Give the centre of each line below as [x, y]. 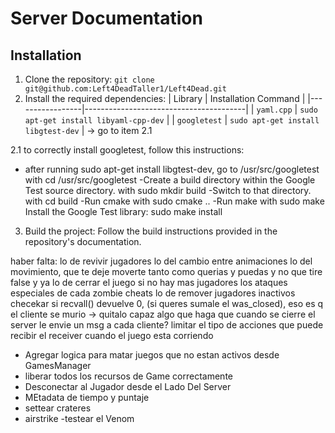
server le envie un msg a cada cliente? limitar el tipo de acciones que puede [167, 325]
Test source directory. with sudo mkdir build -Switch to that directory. [168, 190]
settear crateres [58, 408]
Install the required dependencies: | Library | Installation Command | [165, 98]
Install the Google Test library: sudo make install [123, 211]
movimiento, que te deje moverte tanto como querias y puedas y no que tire [166, 271]
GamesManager [58, 365]
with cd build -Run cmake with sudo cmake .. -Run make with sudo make [174, 201]
